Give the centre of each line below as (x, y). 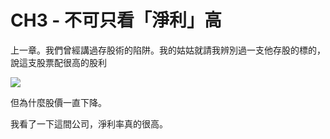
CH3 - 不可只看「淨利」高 (116, 20)
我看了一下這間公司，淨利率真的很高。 (89, 123)
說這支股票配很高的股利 (58, 62)
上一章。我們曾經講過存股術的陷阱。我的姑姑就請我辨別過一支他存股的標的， (168, 50)
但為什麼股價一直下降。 (58, 102)
